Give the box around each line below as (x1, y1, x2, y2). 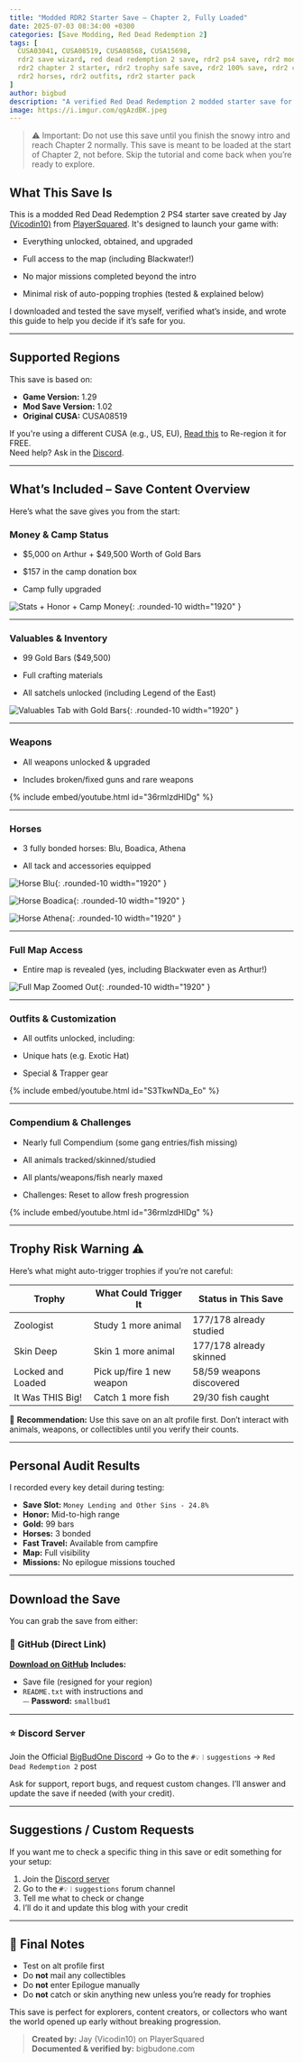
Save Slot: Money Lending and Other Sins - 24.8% (22, 1499, 209, 1510)
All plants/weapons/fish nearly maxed (22, 1171, 163, 1182)
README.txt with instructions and (22, 1685, 143, 1696)
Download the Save (9, 1591, 121, 1607)
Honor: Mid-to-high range (22, 1509, 120, 1520)
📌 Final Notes (9, 1937, 86, 1952)
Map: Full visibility (22, 1547, 90, 1558)
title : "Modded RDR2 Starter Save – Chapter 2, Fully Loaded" (9, 13, 248, 23)
